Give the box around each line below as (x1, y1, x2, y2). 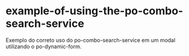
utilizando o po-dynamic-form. (5, 43, 82, 50)
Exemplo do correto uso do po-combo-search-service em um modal (5, 36, 176, 43)
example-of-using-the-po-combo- (5, 4, 184, 18)
